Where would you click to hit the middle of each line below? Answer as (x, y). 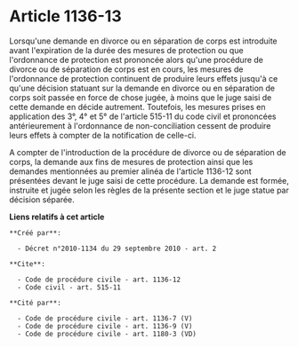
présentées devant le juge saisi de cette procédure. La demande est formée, (149, 180)
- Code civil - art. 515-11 (69, 287)
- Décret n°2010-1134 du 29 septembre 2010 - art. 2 (117, 248)
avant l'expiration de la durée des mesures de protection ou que (126, 50)
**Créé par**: (36, 233)
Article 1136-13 (65, 16)
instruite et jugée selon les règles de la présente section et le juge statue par (149, 190)
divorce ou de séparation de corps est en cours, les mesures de (126, 69)
